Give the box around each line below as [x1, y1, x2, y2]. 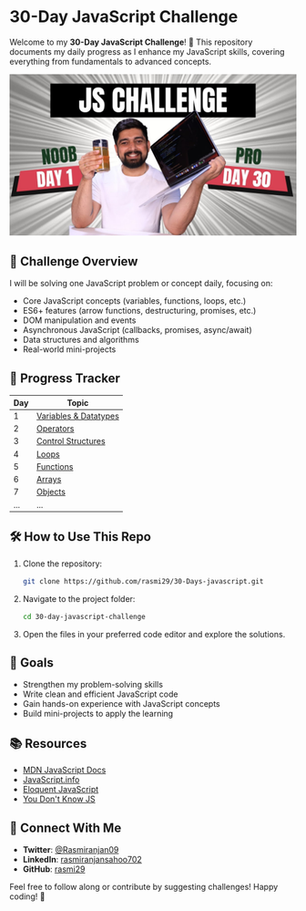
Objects [36, 486, 66, 498]
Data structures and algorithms [22, 335, 139, 346]
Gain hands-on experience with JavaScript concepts [22, 699, 220, 709]
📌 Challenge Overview [9, 254, 138, 269]
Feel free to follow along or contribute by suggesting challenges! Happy [9, 882, 279, 893]
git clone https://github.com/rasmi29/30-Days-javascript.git [22, 576, 264, 585]
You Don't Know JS [22, 793, 96, 804]
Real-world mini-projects [22, 344, 117, 355]
